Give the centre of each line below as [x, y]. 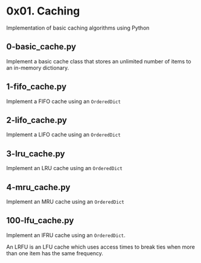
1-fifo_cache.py [37, 87]
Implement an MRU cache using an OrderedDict [65, 201]
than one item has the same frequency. [55, 253]
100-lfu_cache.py [40, 220]
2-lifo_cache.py [37, 120]
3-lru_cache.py [36, 154]
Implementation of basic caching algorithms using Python [78, 28]
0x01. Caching [43, 11]
